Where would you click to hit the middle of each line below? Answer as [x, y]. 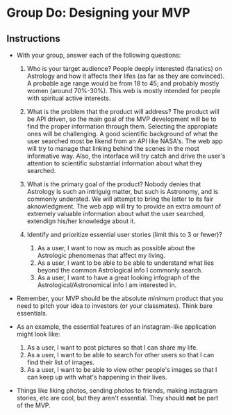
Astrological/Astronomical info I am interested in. [107, 285]
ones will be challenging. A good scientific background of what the [122, 134]
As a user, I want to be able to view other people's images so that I [122, 369]
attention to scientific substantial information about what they [115, 163]
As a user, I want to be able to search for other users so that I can [121, 355]
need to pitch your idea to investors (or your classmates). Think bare [115, 306]
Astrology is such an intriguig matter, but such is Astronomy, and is [123, 192]
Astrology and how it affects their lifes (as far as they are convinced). [126, 76]
